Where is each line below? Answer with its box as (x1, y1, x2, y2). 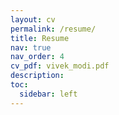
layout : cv (10, 14, 56, 25)
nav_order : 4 (10, 52, 65, 62)
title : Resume (10, 33, 70, 43)
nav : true (10, 42, 52, 53)
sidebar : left (19, 89, 78, 99)
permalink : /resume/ (10, 24, 97, 34)
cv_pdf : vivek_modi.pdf (10, 61, 110, 71)
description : (10, 71, 65, 81)
